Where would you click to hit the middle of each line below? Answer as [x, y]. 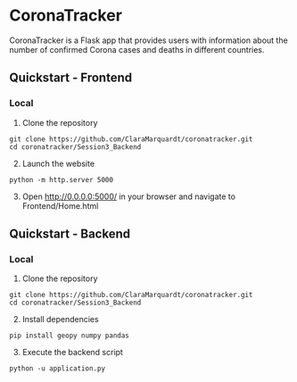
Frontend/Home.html [60, 205]
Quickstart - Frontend [70, 78]
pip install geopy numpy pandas [69, 336]
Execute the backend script [72, 353]
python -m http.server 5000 [62, 179]
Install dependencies [61, 320]
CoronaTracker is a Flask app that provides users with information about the [148, 40]
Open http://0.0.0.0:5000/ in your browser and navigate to [129, 196]
